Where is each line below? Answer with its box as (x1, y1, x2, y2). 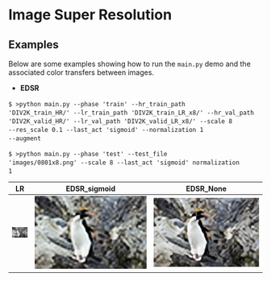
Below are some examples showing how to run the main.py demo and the (8, 59, 252, 68)
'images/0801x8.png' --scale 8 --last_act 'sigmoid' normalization (8, 159, 240, 167)
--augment (8, 134, 42, 143)
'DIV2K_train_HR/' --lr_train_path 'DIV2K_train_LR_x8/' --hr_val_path (8, 109, 254, 117)
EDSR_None (186, 184, 227, 193)
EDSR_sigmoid (65, 184, 115, 193)
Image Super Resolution (8, 6, 172, 24)
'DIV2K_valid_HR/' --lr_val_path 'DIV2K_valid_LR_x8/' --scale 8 (8, 118, 232, 126)
